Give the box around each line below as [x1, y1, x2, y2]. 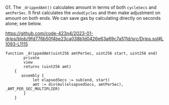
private [23, 55, 40, 60]
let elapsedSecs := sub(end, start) [32, 78, 110, 83]
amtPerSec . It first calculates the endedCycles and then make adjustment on [5, 10, 161, 16]
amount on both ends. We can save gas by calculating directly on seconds [5, 15, 161, 21]
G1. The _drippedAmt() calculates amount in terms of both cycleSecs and [5, 5, 157, 10]
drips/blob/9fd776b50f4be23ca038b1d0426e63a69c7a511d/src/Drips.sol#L [5, 36, 164, 42]
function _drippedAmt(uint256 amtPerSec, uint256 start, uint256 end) [5, 51, 158, 56]
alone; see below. [5, 20, 42, 26]
